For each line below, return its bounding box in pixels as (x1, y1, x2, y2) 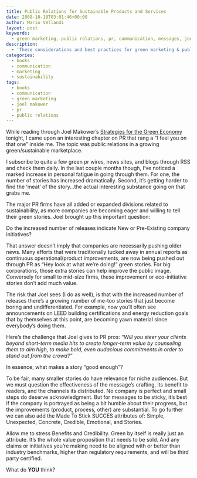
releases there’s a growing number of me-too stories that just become (6, 297, 175, 304)
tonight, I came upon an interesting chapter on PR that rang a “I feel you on (6, 134, 187, 141)
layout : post (6, 25, 38, 31)
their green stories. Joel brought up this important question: (6, 213, 151, 221)
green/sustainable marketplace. (6, 147, 83, 154)
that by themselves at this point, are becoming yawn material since (6, 316, 168, 323)
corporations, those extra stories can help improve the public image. (6, 267, 171, 274)
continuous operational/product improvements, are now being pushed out (6, 255, 185, 262)
